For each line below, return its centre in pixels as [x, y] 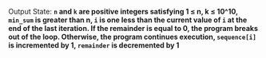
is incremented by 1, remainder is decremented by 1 [94, 45]
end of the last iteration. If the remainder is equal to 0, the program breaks [133, 28]
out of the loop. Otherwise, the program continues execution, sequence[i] [133, 37]
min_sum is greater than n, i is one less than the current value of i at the [128, 20]
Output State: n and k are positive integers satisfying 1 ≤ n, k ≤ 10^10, [123, 12]
